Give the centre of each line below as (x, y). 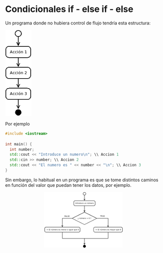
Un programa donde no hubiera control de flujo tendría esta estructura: (78, 23)
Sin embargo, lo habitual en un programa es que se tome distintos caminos (82, 180)
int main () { (19, 144)
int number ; (22, 149)
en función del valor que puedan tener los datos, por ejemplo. (68, 185)
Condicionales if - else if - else (69, 9)
